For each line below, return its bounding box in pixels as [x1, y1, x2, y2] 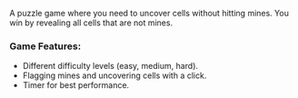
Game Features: [9, 40, 82, 53]
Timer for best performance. [22, 80, 130, 91]
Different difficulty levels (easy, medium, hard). [22, 61, 198, 72]
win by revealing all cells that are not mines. [9, 17, 174, 28]
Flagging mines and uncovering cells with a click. [22, 70, 207, 81]
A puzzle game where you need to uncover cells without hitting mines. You [9, 8, 289, 18]
